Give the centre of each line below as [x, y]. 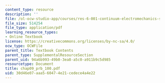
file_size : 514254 [24, 23]
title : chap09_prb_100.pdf [33, 69]
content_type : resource [29, 10]
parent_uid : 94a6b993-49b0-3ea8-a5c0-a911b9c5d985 [58, 60]
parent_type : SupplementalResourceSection [49, 55]
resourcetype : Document [29, 64]
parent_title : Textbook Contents [39, 50]
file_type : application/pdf [34, 28]
